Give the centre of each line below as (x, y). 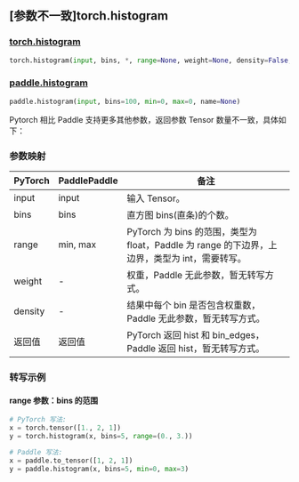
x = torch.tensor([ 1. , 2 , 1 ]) (65, 428)
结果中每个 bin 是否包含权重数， (194, 305)
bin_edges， (238, 335)
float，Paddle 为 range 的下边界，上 (202, 245)
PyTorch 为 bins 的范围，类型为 (192, 232)
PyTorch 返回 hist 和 (169, 335)
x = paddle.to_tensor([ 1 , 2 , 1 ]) (71, 461)
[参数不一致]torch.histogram (89, 16)
